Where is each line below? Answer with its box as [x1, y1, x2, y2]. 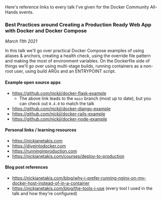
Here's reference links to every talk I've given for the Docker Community [5, 4, 149, 10]
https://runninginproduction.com [12, 148, 77, 154]
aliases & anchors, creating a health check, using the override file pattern [5, 53, 151, 59]
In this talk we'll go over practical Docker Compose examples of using [5, 48, 144, 54]
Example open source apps [5, 79, 61, 85]
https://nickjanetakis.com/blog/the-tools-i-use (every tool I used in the [12, 185, 153, 191]
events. [19, 9, 34, 15]
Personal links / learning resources [5, 127, 76, 133]
